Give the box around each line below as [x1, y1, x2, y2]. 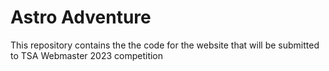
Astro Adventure [10, 6, 152, 29]
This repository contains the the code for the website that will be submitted [10, 39, 320, 51]
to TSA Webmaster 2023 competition [10, 49, 164, 61]
